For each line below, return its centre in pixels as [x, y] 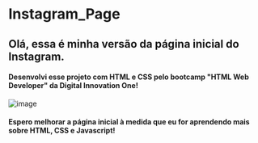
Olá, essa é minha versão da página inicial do [124, 44]
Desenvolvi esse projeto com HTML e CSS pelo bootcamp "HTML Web [129, 77]
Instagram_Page [64, 14]
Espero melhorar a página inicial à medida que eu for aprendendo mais [129, 122]
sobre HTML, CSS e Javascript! [62, 131]
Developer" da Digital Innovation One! [74, 86]
